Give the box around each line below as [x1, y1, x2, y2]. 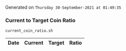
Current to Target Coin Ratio [5, 17, 76, 24]
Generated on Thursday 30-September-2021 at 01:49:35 [5, 5, 121, 10]
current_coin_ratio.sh [5, 28, 53, 33]
